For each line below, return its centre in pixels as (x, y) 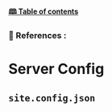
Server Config (56, 69)
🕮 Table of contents (44, 11)
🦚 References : (37, 35)
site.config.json (52, 98)
